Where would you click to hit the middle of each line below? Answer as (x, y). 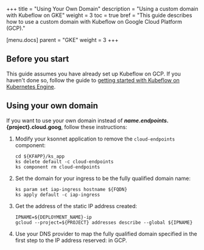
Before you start (38, 59)
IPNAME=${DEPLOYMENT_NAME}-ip (54, 217)
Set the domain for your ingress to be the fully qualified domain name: (103, 178)
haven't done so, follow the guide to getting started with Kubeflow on (93, 80)
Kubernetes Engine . (31, 86)
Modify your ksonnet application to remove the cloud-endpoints (95, 139)
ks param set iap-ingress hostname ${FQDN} (71, 189)
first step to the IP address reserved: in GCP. (71, 240)
